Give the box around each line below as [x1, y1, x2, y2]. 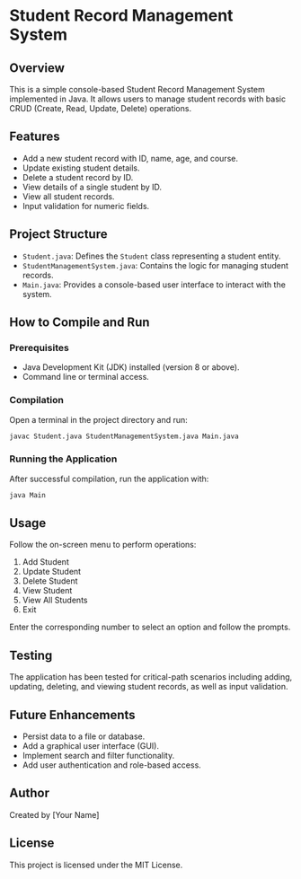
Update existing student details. [22, 163, 141, 173]
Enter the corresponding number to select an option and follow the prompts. [9, 621, 291, 633]
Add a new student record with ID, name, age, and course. [22, 153, 238, 163]
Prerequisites [9, 341, 69, 354]
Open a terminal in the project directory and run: [9, 414, 189, 425]
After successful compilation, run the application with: [9, 473, 209, 484]
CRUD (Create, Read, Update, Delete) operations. [9, 103, 191, 113]
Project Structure [9, 226, 108, 242]
